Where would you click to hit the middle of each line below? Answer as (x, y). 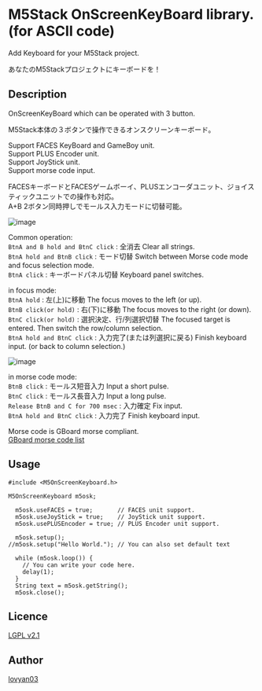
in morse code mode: (42, 377)
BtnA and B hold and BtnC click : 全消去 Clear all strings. (101, 246)
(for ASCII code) (62, 31)
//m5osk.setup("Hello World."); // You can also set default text (119, 544)
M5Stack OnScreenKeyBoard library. (131, 15)
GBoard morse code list (46, 439)
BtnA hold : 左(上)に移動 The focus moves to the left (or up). (105, 300)
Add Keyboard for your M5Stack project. (74, 53)
